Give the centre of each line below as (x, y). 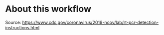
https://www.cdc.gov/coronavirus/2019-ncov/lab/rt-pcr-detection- (90, 22)
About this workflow (48, 9)
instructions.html (22, 27)
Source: (13, 22)
